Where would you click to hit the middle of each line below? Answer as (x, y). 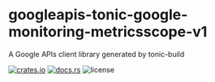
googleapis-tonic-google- (98, 15)
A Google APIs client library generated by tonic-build (97, 54)
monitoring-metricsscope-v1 (108, 32)
